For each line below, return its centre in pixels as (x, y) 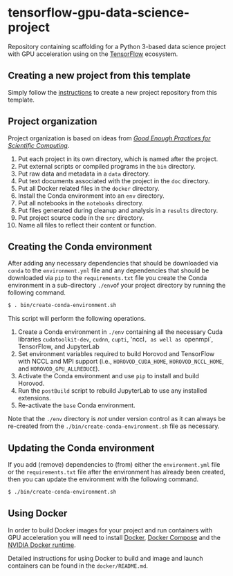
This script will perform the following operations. (77, 319)
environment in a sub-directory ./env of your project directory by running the (117, 286)
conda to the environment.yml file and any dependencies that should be (109, 270)
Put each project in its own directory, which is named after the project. (118, 159)
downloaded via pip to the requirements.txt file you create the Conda (108, 278)
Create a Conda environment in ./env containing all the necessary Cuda (120, 332)
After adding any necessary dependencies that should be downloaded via (113, 263)
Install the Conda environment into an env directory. (91, 196)
